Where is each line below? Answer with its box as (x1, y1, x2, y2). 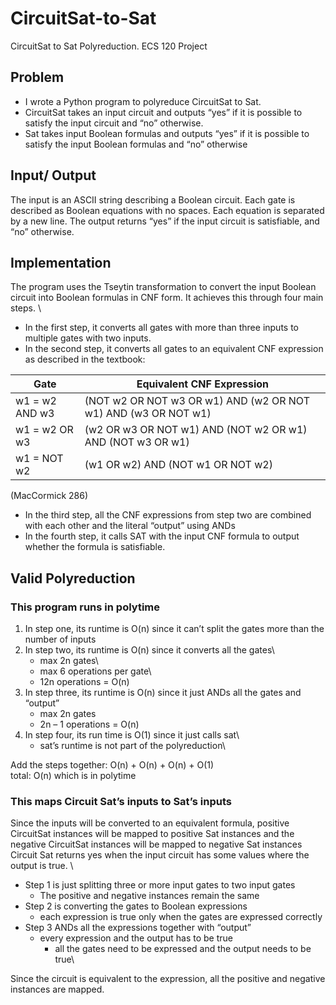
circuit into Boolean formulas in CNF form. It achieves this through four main (10, 292, 324, 304)
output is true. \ (10, 860, 74, 872)
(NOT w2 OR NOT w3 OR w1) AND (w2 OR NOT (84, 394, 310, 408)
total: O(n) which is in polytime (10, 770, 137, 782)
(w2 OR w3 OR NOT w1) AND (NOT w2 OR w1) (84, 423, 308, 437)
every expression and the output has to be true (39, 932, 233, 944)
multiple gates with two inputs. (24, 332, 152, 344)
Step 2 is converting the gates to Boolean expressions (24, 900, 248, 912)
